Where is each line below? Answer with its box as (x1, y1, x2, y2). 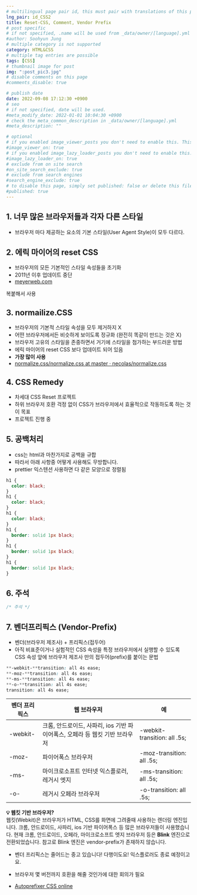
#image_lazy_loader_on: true (6, 155, 77, 162)
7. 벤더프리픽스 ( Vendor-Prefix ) (6, 622, 117, 632)
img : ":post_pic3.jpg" (6, 69, 62, 75)
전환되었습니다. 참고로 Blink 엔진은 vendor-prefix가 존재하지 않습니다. (6, 839, 167, 846)
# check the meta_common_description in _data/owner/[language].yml (6, 118, 177, 124)
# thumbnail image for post (6, 63, 75, 69)
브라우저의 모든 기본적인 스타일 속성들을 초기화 (14, 264, 121, 271)
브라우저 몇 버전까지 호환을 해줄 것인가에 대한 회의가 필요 (14, 871, 145, 878)
